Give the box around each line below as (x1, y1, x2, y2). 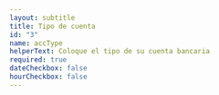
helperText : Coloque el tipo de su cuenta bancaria (9, 47, 210, 56)
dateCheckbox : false (9, 64, 89, 73)
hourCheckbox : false (9, 72, 89, 81)
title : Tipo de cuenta (9, 22, 96, 31)
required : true (9, 55, 68, 64)
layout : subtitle (9, 13, 76, 23)
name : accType (9, 38, 64, 48)
